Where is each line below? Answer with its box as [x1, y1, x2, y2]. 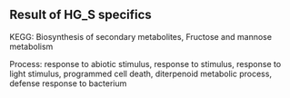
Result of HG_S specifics [9, 7, 152, 23]
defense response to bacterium [9, 77, 127, 89]
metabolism [9, 41, 54, 52]
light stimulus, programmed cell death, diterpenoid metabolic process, [9, 68, 273, 79]
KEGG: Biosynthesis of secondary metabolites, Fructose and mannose [9, 31, 273, 42]
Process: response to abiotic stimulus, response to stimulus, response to [9, 58, 282, 69]
